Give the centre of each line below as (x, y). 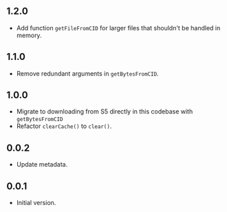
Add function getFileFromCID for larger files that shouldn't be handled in (118, 28)
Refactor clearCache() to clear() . (64, 126)
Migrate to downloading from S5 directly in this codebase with (105, 112)
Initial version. (36, 203)
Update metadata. (42, 165)
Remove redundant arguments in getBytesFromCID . (87, 73)
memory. (29, 35)
